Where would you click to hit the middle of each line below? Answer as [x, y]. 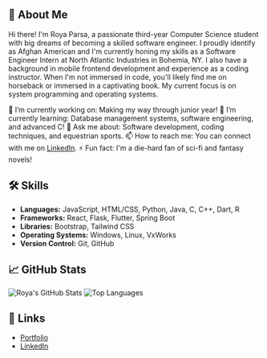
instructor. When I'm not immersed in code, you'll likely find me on [117, 76]
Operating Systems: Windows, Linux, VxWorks [98, 235]
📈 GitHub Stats [47, 270]
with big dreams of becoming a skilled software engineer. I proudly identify [132, 43]
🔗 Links [27, 318]
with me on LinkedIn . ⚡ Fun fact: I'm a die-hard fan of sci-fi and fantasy [126, 148]
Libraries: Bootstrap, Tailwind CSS [77, 226]
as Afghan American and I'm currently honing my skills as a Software [122, 51]
